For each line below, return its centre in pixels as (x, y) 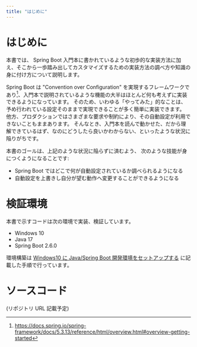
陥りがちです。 (24, 139)
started (23, 338)
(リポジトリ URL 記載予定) (38, 308)
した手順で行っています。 (41, 265)
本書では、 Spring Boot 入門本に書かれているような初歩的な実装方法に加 (94, 60)
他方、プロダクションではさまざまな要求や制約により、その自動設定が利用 (96, 117)
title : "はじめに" (27, 11)
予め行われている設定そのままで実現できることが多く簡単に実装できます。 (96, 109)
